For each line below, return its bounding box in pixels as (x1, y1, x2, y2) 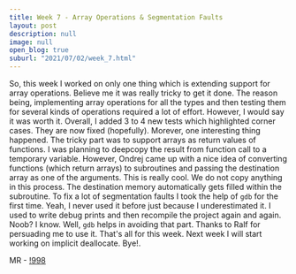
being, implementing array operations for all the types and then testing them (9, 97, 287, 107)
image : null (9, 37, 53, 47)
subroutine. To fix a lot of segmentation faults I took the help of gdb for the (9, 191, 278, 202)
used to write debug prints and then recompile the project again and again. (9, 209, 282, 220)
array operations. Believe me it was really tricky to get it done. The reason (9, 88, 278, 98)
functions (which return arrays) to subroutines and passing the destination (9, 163, 280, 173)
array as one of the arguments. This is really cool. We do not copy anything (9, 172, 283, 182)
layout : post (9, 21, 57, 30)
